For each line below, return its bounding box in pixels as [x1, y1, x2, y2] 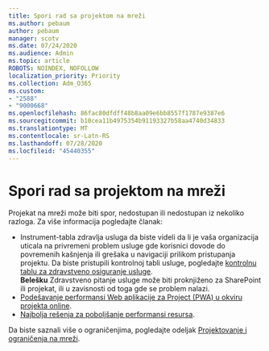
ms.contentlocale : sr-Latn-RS [8, 132, 110, 140]
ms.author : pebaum [8, 19, 70, 27]
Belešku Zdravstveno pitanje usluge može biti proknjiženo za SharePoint [19, 275, 262, 285]
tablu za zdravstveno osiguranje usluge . [19, 267, 153, 277]
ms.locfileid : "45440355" [8, 147, 95, 155]
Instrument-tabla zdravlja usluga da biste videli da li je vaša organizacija [19, 232, 259, 242]
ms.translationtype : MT [8, 124, 89, 132]
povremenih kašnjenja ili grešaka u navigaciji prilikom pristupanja [19, 249, 236, 259]
